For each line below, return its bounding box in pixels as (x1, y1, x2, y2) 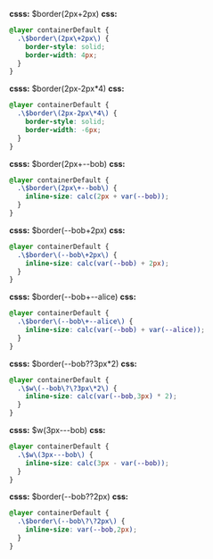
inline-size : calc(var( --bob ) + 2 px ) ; (25, 259, 169, 268)
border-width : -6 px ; (25, 125, 102, 134)
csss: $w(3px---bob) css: (9, 425, 106, 435)
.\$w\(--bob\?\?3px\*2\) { (17, 384, 118, 393)
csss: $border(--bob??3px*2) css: (9, 358, 137, 369)
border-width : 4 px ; (25, 50, 98, 60)
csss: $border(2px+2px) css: (9, 9, 118, 19)
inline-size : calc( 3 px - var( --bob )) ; (25, 458, 169, 468)
